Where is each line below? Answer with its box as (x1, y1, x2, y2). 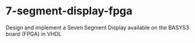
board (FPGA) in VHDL (5, 30, 62, 37)
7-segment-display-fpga (5, 4, 133, 18)
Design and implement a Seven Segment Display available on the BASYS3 (5, 24, 190, 31)
